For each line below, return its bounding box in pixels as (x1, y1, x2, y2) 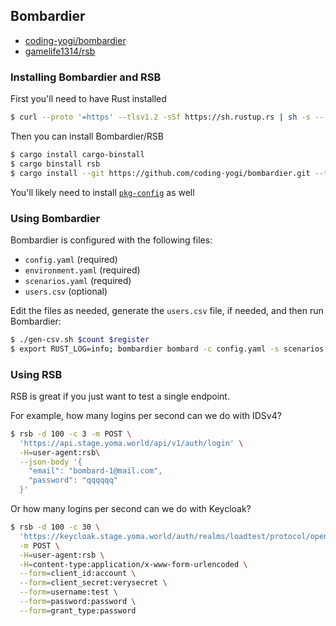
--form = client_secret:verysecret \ (19, 578, 168, 588)
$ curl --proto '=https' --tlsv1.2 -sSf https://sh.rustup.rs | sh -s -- (10, 112, 325, 123)
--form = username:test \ (19, 587, 118, 598)
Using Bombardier (10, 211, 101, 225)
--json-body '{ (19, 457, 83, 467)
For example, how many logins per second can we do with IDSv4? (10, 409, 282, 421)
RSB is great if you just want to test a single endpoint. (10, 390, 230, 402)
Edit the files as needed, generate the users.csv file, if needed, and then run (10, 304, 324, 316)
